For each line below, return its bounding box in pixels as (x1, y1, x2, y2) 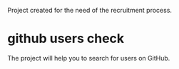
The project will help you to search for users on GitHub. (7, 54, 170, 62)
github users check (7, 31, 125, 46)
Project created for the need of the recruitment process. (7, 6, 173, 14)
